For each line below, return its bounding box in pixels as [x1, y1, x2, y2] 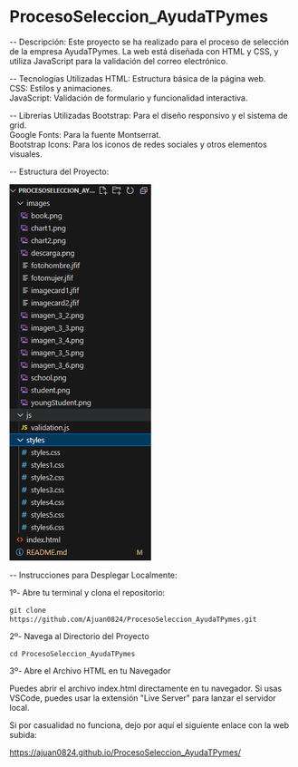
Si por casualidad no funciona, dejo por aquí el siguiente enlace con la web [9, 719, 290, 731]
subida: [9, 729, 38, 740]
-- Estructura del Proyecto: [9, 166, 110, 177]
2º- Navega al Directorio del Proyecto [9, 630, 149, 641]
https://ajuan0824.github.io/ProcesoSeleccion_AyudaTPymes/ [9, 746, 242, 758]
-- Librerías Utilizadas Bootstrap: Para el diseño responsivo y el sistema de [9, 110, 288, 121]
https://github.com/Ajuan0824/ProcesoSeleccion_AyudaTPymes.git [9, 615, 257, 624]
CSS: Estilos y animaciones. [9, 83, 113, 93]
